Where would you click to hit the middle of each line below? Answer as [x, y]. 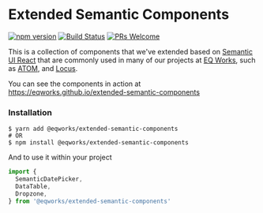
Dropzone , [31, 194]
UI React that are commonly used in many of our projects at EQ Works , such [132, 60]
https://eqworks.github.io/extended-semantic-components [104, 92]
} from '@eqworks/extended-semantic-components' [90, 201]
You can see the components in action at [75, 84]
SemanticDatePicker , [49, 179]
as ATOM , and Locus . [43, 68]
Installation [30, 112]
